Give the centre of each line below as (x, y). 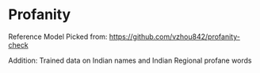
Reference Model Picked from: (58, 36)
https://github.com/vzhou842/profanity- (174, 36)
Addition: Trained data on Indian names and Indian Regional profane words (130, 60)
